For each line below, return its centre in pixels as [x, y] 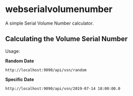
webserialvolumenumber [59, 9]
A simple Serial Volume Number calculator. [50, 23]
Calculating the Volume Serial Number [66, 39]
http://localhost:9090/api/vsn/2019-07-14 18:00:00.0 [63, 88]
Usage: [13, 51]
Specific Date [20, 79]
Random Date [20, 61]
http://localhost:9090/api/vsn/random [46, 70]
